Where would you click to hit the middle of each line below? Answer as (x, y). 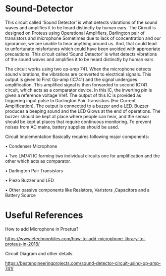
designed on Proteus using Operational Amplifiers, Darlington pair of (75, 33)
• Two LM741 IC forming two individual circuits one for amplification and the (83, 156)
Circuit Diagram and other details (39, 253)
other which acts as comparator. (38, 161)
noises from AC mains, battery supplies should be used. (62, 127)
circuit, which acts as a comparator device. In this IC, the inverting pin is (79, 90)
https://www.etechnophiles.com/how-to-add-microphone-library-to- (75, 238)
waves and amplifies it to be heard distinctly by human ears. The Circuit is (81, 27)
